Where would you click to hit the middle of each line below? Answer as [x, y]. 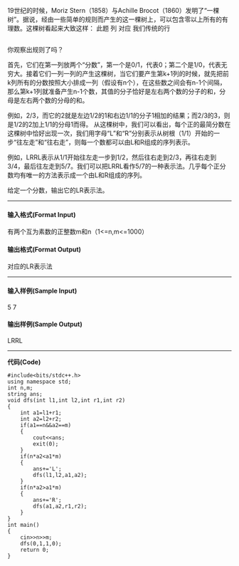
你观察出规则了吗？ [36, 49]
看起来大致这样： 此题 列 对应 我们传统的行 [107, 28]
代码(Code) [24, 362]
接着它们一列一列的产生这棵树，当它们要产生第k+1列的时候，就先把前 [128, 74]
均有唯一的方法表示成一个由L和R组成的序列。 [79, 175]
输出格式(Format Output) [44, 249]
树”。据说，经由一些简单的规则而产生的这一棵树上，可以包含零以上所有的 [115, 19]
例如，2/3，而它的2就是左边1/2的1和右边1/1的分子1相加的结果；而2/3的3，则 [119, 115]
